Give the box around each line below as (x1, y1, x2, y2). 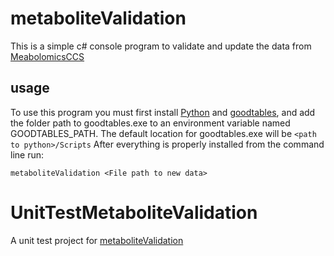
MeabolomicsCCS (10, 50, 85, 62)
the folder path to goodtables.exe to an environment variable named (10, 117, 291, 129)
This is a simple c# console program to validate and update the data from (10, 40, 312, 52)
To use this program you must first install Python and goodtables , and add (10, 106, 316, 118)
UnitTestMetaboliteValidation (10, 201, 258, 224)
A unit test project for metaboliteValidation (10, 234, 184, 246)
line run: (10, 148, 45, 161)
